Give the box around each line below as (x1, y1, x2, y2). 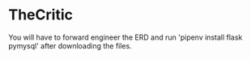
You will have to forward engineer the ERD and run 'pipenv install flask (8, 32, 243, 42)
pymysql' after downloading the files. (8, 40, 132, 50)
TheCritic (8, 6, 73, 24)
